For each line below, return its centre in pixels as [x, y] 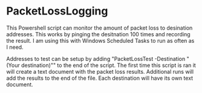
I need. [15, 47]
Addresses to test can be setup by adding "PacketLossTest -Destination [96, 59]
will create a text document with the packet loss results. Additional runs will [100, 71]
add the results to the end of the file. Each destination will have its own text [100, 78]
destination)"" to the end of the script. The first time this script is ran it [109, 65]
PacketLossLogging [57, 11]
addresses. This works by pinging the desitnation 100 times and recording [98, 34]
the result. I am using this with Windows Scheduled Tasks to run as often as [100, 40]
